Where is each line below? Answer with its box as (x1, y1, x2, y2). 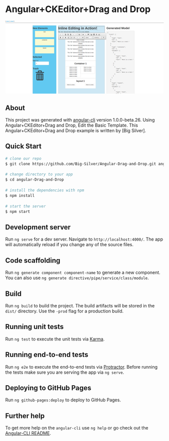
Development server (5, 223, 71, 232)
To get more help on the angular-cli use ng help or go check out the (5, 425, 148, 431)
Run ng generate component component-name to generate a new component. (5, 270, 161, 276)
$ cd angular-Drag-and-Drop (5, 177, 64, 182)
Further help (5, 411, 45, 420)
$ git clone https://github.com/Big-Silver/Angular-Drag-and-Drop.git (5, 161, 156, 166)
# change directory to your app (5, 172, 73, 177)
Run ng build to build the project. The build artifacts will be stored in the (5, 302, 155, 308)
